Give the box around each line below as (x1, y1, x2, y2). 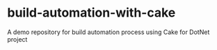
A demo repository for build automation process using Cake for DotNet (7, 28, 210, 36)
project (7, 35, 28, 43)
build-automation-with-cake (7, 5, 176, 21)
